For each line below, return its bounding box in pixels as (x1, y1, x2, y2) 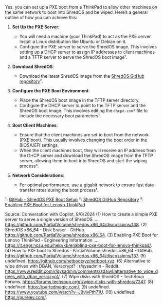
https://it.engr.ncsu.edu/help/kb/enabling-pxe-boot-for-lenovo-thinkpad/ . (5, 242, 152, 248)
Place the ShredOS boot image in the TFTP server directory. (19, 97, 140, 103)
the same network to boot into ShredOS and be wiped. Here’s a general (5, 9, 148, 15)
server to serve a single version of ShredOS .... (5, 217, 99, 222)
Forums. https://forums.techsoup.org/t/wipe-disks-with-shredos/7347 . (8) (5, 279, 154, 284)
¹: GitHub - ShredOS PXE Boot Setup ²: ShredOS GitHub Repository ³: (5, 196, 144, 202)
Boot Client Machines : (12, 122, 58, 128)
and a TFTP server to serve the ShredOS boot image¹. (19, 54, 127, 60)
